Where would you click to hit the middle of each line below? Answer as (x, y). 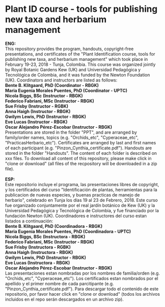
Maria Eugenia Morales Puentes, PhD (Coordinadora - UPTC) (68, 231)
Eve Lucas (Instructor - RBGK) (36, 122)
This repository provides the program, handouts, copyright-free (69, 49)
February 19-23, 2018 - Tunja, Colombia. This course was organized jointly (80, 64)
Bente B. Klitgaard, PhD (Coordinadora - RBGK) (54, 226)
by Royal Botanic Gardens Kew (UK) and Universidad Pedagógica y (73, 69)
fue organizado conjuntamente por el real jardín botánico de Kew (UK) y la (80, 205)
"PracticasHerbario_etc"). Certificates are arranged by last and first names (81, 142)
